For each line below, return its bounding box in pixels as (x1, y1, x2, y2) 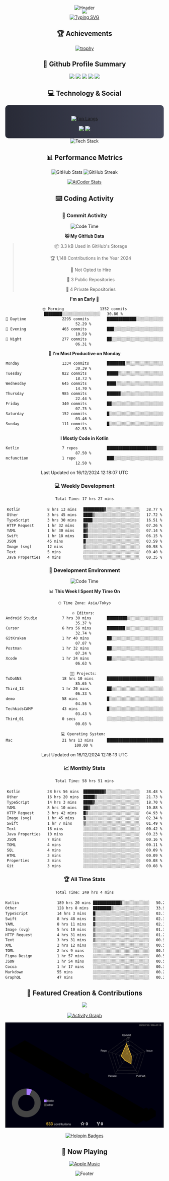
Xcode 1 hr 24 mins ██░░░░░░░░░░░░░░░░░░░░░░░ (6, 656, 163, 661)
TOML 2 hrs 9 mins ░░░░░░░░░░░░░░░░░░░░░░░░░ (5, 948, 150, 953)
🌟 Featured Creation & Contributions (27, 989, 142, 997)
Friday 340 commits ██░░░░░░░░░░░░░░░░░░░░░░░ (6, 401, 163, 406)
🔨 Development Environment (48, 567, 121, 574)
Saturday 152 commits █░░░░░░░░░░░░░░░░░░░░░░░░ (6, 411, 163, 416)
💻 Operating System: (61, 732, 106, 737)
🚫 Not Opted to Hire (70, 267, 112, 273)
